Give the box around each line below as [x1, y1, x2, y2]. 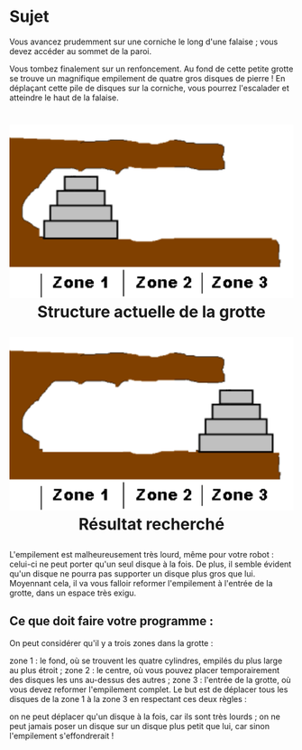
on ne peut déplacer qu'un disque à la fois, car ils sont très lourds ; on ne [9, 711, 281, 722]
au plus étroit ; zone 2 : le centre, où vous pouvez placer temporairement [9, 664, 280, 675]
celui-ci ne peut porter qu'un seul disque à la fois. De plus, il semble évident [9, 558, 292, 569]
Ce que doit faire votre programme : [9, 614, 214, 629]
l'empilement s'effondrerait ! [9, 730, 114, 741]
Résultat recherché [78, 514, 225, 534]
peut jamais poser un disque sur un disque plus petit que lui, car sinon [9, 720, 270, 731]
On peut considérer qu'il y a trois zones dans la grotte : [9, 637, 214, 648]
